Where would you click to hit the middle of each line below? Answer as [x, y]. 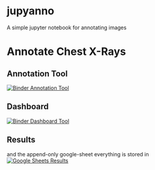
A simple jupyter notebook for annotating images [67, 27]
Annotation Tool [37, 74]
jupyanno [31, 11]
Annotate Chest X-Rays [66, 52]
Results [21, 140]
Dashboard [28, 106]
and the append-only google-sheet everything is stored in [78, 154]
